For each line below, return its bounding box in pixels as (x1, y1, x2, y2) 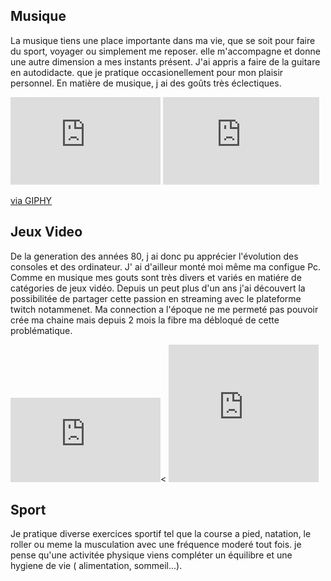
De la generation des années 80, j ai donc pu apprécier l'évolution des (10, 250, 299, 262)
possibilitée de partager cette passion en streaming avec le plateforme (10, 292, 302, 304)
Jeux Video (10, 224, 83, 241)
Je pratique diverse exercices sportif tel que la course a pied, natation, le (10, 528, 312, 540)
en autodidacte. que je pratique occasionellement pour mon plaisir (10, 66, 284, 78)
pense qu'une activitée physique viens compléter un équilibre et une (10, 549, 293, 561)
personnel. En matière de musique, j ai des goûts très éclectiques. (10, 77, 282, 89)
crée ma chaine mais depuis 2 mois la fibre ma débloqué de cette (10, 314, 280, 326)
